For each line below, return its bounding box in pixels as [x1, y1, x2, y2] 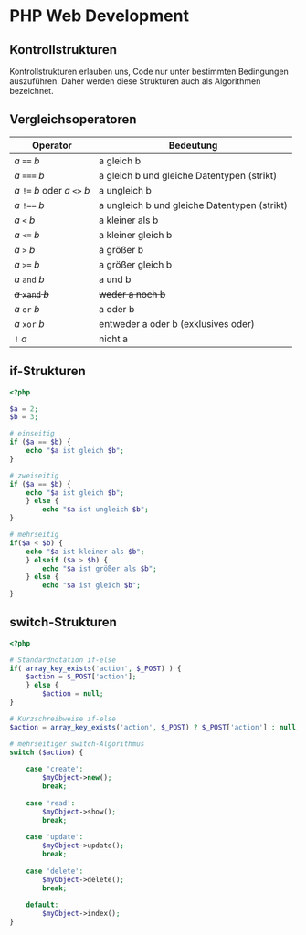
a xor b [14, 317, 45, 330]
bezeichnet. [9, 86, 54, 96]
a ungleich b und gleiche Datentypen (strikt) [99, 198, 288, 211]
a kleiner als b [99, 214, 159, 226]
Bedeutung [168, 139, 218, 152]
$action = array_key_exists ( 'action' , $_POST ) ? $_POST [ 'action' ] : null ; [9, 722, 301, 731]
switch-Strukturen [9, 615, 117, 630]
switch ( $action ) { [9, 748, 84, 757]
